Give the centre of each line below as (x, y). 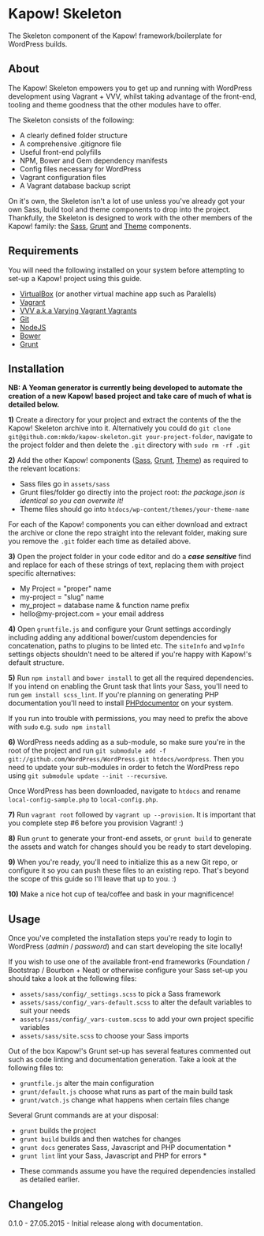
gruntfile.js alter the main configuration (87, 1084)
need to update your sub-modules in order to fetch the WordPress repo (124, 768)
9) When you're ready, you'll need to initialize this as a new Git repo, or (123, 862)
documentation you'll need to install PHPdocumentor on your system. (121, 703)
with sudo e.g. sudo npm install (59, 727)
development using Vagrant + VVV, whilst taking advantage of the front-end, (132, 96)
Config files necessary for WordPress (80, 169)
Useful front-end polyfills (60, 152)
